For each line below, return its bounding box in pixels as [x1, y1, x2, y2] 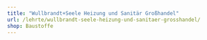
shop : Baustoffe [7, 22, 53, 29]
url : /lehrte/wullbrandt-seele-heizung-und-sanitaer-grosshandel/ [7, 16, 201, 23]
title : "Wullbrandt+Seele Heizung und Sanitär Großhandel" [7, 9, 180, 17]
